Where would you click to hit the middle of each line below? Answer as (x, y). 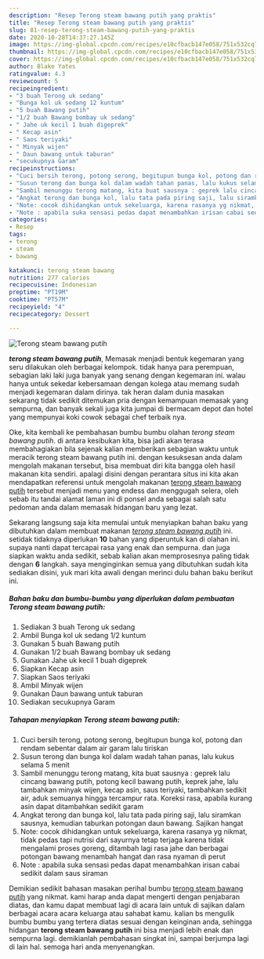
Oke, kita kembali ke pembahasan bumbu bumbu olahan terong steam (122, 432)
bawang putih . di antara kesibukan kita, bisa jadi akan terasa (107, 440)
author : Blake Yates (43, 67)
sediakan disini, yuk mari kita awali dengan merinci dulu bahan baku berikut (131, 572)
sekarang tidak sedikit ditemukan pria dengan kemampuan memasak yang (129, 400)
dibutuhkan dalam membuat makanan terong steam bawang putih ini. (121, 531)
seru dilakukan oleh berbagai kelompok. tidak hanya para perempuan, (121, 366)
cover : (20, 60)
